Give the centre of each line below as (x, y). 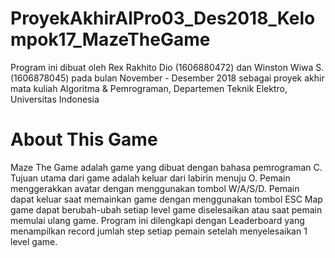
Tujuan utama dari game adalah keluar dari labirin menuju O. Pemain (150, 178)
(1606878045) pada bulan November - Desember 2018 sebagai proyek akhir (167, 78)
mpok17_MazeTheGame (110, 39)
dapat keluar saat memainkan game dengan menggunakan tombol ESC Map (166, 199)
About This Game (84, 139)
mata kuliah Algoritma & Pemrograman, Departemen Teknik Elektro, (149, 88)
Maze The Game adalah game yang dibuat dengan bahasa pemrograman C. (166, 167)
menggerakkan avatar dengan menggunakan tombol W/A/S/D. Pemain (155, 188)
